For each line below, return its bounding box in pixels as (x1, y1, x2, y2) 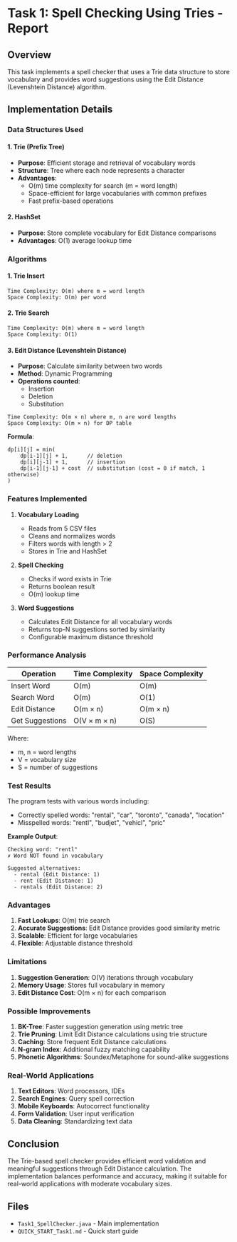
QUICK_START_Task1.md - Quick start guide (17, 1226, 139, 1235)
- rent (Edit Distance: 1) (14, 877, 94, 885)
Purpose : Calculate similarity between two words (17, 362, 162, 371)
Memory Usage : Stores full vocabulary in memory (17, 981, 165, 989)
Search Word (11, 692, 55, 702)
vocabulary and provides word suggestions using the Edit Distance (7, 75, 204, 84)
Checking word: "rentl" (7, 846, 78, 853)
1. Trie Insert (7, 271, 45, 280)
